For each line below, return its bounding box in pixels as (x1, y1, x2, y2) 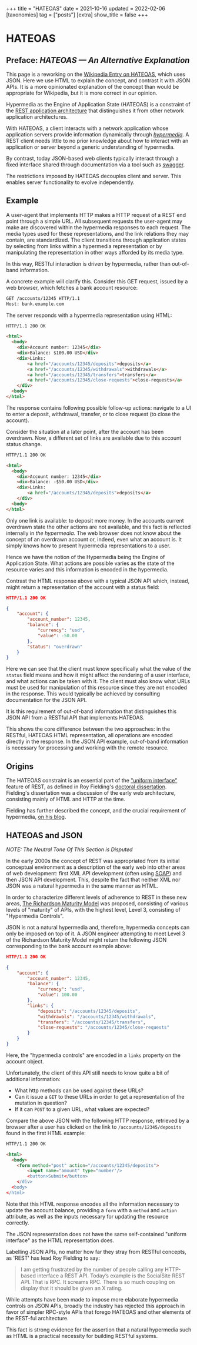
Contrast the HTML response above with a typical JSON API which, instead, (6, 577, 190, 584)
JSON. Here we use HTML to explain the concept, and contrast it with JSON (6, 77, 191, 84)
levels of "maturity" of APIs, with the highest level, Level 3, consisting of (6, 906, 181, 913)
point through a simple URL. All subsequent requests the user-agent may (6, 218, 183, 225)
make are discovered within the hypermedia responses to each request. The (6, 223, 191, 231)
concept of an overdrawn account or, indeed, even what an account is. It (6, 536, 182, 543)
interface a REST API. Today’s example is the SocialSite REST (37, 1272, 185, 1279)
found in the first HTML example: (6, 1129, 86, 1136)
